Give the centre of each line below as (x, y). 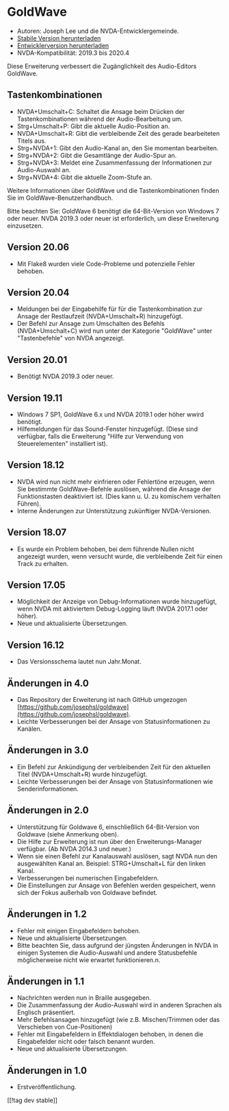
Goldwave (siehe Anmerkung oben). (68, 834)
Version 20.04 (38, 292)
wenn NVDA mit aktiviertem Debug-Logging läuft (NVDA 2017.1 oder (112, 609)
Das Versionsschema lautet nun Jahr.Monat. (79, 662)
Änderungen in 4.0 (48, 683)
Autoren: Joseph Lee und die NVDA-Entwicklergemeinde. (98, 31)
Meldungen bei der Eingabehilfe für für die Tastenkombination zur (110, 309)
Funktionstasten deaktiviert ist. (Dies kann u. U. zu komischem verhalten (119, 496)
